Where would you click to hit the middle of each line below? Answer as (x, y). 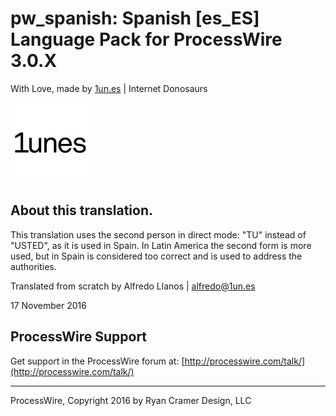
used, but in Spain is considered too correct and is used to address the (156, 256)
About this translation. (81, 210)
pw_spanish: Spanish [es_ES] (135, 18)
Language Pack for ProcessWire (146, 39)
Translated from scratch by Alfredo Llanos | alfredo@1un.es (133, 286)
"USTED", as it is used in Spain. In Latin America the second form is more (161, 245)
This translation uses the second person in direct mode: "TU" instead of (158, 234)
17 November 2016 (48, 305)
